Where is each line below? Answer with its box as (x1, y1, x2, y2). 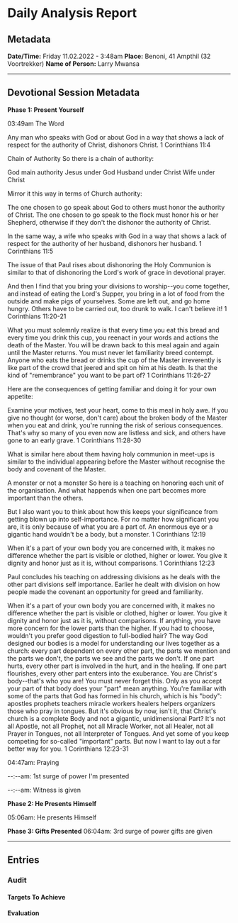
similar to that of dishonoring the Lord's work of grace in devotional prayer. (7, 268, 226, 276)
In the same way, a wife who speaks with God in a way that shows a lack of (7, 232, 227, 240)
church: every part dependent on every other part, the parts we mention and (7, 647, 231, 655)
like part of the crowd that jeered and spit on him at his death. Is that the (7, 363, 218, 371)
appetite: (7, 392, 33, 401)
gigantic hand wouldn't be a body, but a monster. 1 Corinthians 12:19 (7, 530, 206, 538)
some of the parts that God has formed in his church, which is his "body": (7, 691, 222, 700)
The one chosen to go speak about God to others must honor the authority (7, 203, 225, 211)
